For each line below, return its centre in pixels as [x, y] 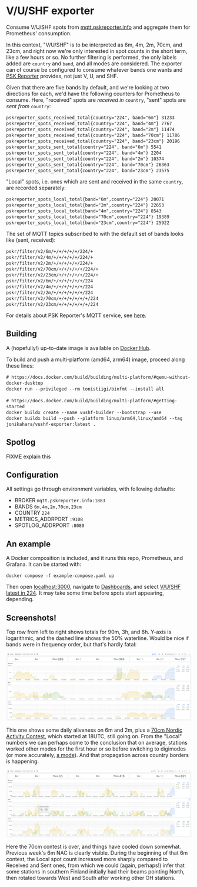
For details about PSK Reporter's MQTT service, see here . [76, 315]
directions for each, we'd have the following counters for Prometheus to [93, 94]
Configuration [32, 475]
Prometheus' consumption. [39, 33]
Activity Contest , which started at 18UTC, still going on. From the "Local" [94, 736]
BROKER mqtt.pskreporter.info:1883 [60, 501]
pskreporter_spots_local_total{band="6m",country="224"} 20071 [85, 199]
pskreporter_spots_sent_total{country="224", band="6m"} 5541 [84, 147]
